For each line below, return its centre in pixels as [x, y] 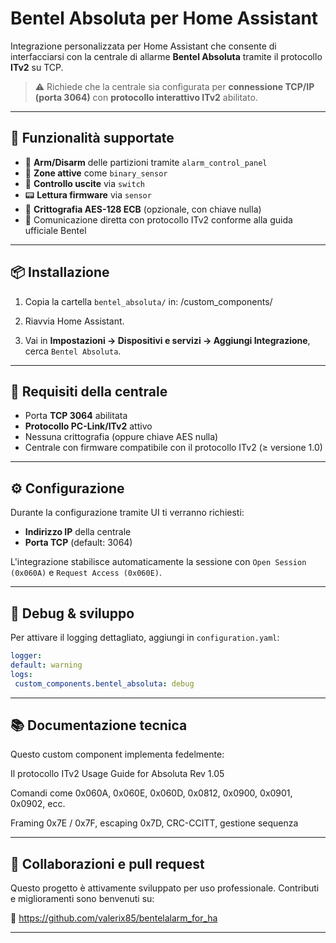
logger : [26, 656]
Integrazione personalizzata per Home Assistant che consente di [143, 46]
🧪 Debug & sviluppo [72, 613]
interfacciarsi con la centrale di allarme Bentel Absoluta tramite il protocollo [166, 56]
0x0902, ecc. [38, 804]
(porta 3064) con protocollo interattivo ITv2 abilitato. [146, 97]
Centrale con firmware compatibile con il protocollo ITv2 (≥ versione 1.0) [173, 448]
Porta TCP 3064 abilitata [76, 416]
